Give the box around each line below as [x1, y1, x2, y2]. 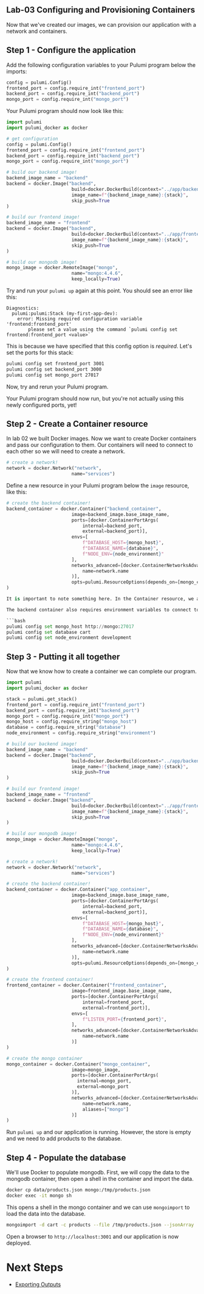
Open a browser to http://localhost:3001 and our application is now [6, 1233, 179, 1240]
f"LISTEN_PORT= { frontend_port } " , [82, 1016, 167, 1022]
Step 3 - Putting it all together [6, 652, 120, 662]
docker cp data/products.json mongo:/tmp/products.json [6, 1187, 151, 1193]
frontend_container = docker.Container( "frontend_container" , [6, 982, 167, 988]
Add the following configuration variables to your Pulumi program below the [6, 61, 196, 69]
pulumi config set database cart [6, 629, 91, 635]
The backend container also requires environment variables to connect [6, 607, 191, 613]
